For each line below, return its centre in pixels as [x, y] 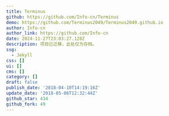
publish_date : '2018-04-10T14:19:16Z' [53, 88]
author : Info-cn [26, 28]
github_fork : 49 [26, 104]
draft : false [22, 83]
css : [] [15, 60]
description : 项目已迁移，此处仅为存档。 [51, 45]
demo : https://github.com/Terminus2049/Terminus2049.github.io [85, 22]
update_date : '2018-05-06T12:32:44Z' [52, 93]
